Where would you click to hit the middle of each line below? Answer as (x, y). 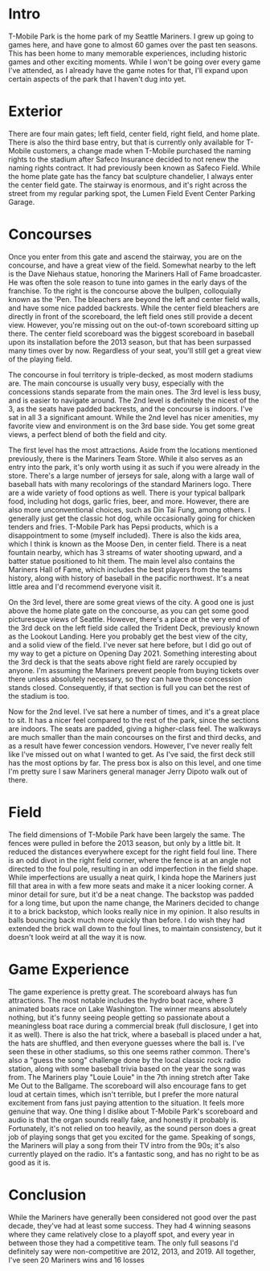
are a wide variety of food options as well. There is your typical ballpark (127, 492)
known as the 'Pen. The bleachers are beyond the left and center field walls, (134, 299)
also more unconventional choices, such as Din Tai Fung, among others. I (129, 509)
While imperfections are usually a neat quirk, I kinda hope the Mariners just (133, 877)
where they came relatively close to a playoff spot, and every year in (121, 1234)
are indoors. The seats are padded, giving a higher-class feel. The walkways (135, 729)
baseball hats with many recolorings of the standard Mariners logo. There (130, 484)
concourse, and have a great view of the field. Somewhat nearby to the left (132, 265)
